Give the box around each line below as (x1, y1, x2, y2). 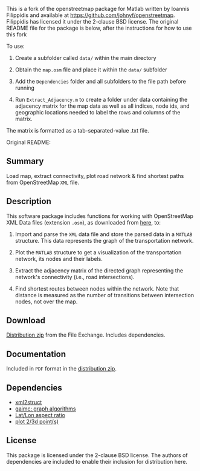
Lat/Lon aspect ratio (15, 412, 65, 419)
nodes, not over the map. (15, 298, 78, 305)
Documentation (6, 349, 66, 359)
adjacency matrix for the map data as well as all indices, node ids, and (15, 102, 190, 110)
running (15, 84, 35, 91)
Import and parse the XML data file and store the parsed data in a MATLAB (15, 230, 193, 238)
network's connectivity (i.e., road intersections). (15, 273, 135, 280)
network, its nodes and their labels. (15, 255, 103, 262)
